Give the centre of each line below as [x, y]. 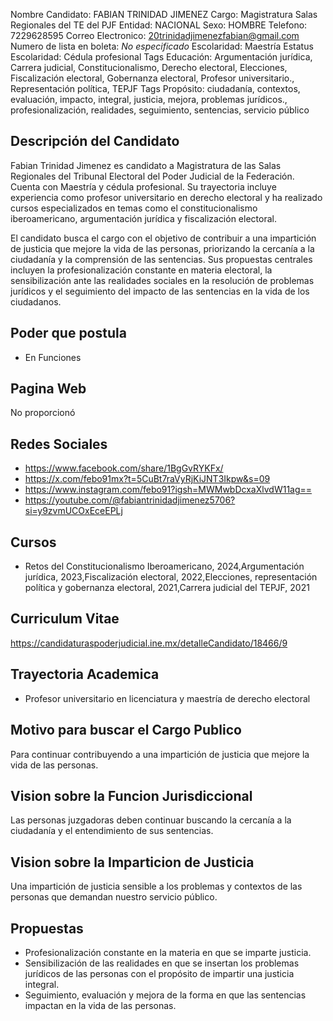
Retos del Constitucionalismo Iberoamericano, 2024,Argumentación [164, 566]
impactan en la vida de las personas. [100, 1005]
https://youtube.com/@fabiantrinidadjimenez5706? [130, 500]
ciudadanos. [36, 301]
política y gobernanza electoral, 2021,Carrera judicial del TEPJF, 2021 [167, 588]
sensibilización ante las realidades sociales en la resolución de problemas [162, 280]
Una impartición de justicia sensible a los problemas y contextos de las [156, 886]
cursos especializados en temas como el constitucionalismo [134, 208]
